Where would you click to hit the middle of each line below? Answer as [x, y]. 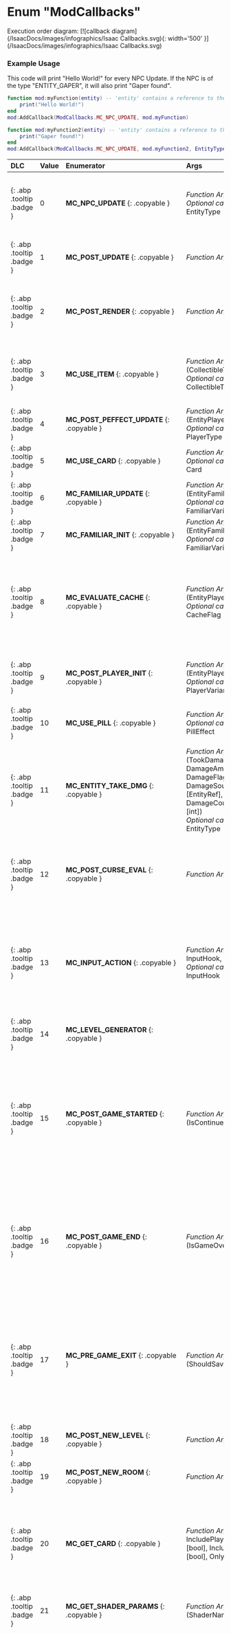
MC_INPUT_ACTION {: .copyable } [121, 963]
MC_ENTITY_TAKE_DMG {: [110, 786]
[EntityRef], [205, 795]
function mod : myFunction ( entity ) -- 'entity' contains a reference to [110, 98]
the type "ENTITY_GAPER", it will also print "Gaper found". [89, 86]
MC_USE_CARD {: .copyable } [113, 461]
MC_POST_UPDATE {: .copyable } [120, 257]
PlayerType [204, 437]
